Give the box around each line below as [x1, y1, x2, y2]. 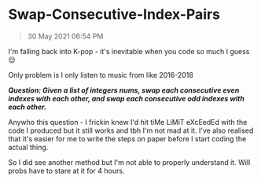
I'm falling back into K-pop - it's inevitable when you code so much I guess [8, 46, 250, 56]
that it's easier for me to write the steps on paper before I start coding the [8, 134, 247, 143]
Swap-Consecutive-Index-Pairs [8, 5, 221, 24]
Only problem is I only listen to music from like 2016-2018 [8, 70, 194, 79]
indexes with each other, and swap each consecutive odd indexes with [8, 93, 245, 103]
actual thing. [8, 142, 49, 152]
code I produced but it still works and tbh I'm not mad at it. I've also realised [8, 126, 254, 135]
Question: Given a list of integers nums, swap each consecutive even [8, 85, 240, 95]
